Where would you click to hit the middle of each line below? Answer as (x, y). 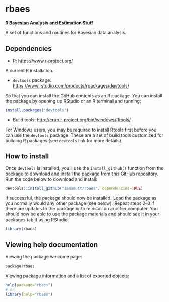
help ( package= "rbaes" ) (29, 285)
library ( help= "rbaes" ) (29, 294)
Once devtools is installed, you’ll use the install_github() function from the (84, 168)
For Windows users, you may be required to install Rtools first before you (81, 130)
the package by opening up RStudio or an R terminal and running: (73, 101)
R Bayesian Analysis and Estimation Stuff (49, 23)
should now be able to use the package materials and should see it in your (82, 214)
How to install (27, 157)
